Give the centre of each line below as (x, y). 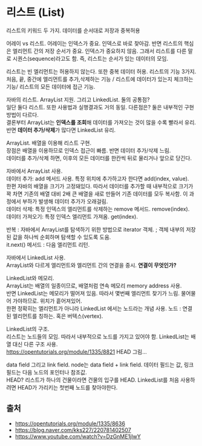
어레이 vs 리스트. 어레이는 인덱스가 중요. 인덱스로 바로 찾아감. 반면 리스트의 (95, 43)
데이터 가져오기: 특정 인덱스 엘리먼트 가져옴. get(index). (72, 216)
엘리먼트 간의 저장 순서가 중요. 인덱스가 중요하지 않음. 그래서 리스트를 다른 (99, 51)
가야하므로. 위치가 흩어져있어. (47, 301)
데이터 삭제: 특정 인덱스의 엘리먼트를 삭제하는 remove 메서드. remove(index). (98, 209)
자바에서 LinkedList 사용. (36, 257)
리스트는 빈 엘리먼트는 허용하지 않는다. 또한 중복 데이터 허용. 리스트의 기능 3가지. (101, 71)
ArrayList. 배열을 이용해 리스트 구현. (49, 143)
